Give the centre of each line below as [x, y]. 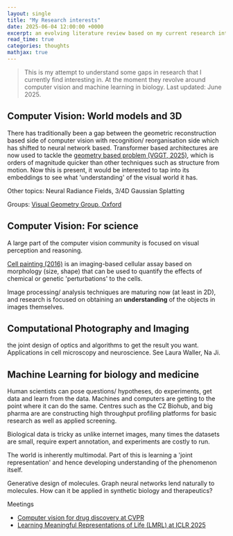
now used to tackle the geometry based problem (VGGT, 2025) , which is [111, 155]
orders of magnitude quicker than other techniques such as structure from [113, 162]
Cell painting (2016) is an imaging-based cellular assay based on [100, 263]
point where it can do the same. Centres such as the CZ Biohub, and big [110, 406]
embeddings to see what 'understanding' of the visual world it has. [103, 177]
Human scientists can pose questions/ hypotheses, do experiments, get [110, 391]
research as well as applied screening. [62, 421]
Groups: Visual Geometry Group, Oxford [64, 204]
